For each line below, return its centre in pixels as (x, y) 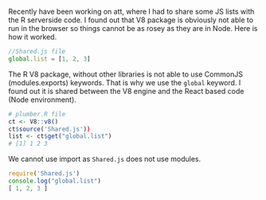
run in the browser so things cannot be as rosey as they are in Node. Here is (133, 28)
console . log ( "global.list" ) (55, 181)
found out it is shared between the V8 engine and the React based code (126, 91)
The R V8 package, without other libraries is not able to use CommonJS (125, 74)
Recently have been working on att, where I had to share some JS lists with (131, 12)
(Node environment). (43, 100)
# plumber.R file (37, 114)
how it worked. (33, 37)
